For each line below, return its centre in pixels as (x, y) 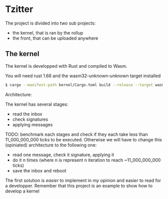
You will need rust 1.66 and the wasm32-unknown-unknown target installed (83, 76)
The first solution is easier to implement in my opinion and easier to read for (83, 180)
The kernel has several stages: (37, 104)
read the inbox (27, 114)
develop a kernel (22, 191)
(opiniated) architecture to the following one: (51, 145)
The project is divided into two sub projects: (50, 23)
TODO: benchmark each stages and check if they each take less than (77, 134)
